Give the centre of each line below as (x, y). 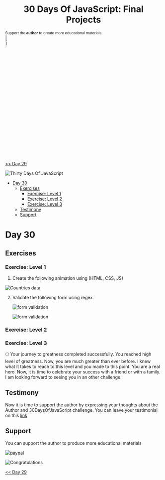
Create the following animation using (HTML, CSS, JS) (68, 278)
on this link (16, 415)
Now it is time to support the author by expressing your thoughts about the (82, 405)
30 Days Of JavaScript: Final (83, 9)
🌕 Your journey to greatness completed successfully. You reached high (78, 354)
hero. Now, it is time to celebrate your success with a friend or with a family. (83, 372)
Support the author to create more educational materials (53, 33)
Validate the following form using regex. (53, 297)
